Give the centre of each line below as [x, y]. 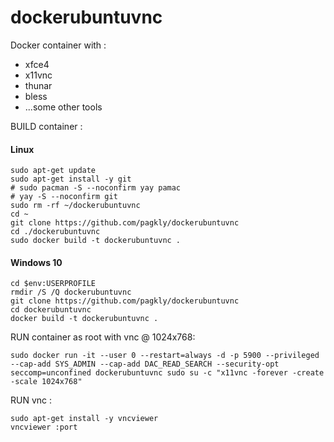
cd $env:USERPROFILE [53, 284]
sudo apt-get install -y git [71, 179]
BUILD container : [46, 126]
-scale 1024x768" [46, 382]
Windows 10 [36, 262]
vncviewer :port [44, 427]
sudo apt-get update [53, 171]
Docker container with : [58, 45]
